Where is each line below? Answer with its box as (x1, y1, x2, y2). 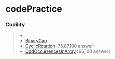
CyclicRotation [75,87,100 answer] (25, 43, 95, 49)
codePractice (5, 3, 62, 15)
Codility (5, 21, 25, 28)
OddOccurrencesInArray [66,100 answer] (25, 48, 110, 54)
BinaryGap (25, 38, 47, 44)
